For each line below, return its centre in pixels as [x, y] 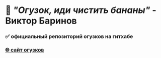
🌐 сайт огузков [25, 50]
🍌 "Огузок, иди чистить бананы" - [81, 10]
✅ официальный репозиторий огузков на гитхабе [69, 36]
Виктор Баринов [41, 21]
